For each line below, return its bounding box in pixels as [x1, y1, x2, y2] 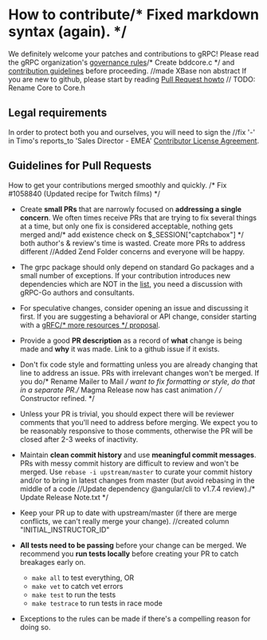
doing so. [19, 622, 51, 632]
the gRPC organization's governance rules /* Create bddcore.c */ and [8, 58, 235, 67]
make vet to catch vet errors [31, 581, 124, 590]
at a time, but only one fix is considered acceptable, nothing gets [19, 221, 234, 231]
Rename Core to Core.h [8, 82, 86, 93]
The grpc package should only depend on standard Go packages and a [19, 262, 255, 272]
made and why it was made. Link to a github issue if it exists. [19, 344, 220, 353]
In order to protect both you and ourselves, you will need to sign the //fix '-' [8, 127, 256, 137]
